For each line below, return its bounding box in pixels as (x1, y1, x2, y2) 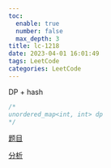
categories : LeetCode (8, 65, 82, 73)
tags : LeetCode (8, 58, 60, 66)
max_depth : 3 (15, 34, 60, 43)
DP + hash (8, 87, 43, 97)
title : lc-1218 (8, 42, 60, 50)
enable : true (15, 19, 60, 28)
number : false (15, 27, 63, 35)
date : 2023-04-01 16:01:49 (8, 50, 100, 58)
